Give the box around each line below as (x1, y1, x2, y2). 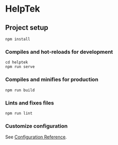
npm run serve (5, 64, 35, 69)
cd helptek (5, 60, 28, 65)
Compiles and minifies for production (5, 76, 98, 83)
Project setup (5, 23, 49, 32)
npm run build (5, 87, 35, 93)
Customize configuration (5, 122, 68, 129)
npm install (5, 37, 30, 42)
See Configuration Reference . (5, 134, 67, 140)
